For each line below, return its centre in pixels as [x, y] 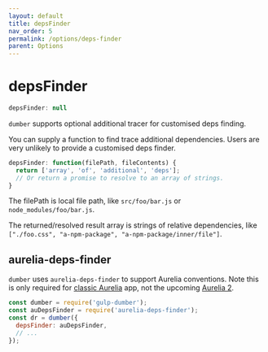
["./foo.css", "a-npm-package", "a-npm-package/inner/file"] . [115, 234]
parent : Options [36, 46]
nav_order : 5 [31, 31]
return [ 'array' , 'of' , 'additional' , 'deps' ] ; [98, 170]
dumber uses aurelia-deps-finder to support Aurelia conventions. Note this [134, 279]
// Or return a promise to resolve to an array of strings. [120, 178]
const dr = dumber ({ [44, 318]
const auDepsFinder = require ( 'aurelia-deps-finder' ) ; [103, 311]
